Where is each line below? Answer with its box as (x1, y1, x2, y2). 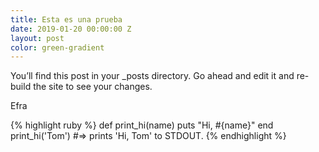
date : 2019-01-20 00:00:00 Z (10, 24, 132, 34)
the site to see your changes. (33, 81, 153, 93)
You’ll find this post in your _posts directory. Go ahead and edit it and (10, 70, 295, 82)
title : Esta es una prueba (10, 14, 123, 25)
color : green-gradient (10, 42, 105, 53)
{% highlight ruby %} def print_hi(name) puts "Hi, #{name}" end (10, 119, 274, 131)
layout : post (10, 33, 65, 43)
